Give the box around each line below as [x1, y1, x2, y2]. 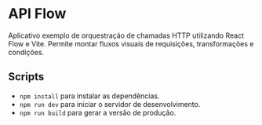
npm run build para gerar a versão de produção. [19, 108, 176, 117]
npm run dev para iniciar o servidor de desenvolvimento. [19, 99, 201, 108]
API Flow [8, 5, 67, 23]
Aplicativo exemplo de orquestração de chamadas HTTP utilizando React [8, 31, 245, 40]
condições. [8, 47, 45, 57]
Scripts [8, 70, 45, 83]
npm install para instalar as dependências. [19, 91, 160, 101]
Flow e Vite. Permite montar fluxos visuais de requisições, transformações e [8, 39, 254, 48]
